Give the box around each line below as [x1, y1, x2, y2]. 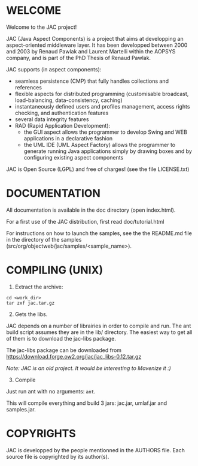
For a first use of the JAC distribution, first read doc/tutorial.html [6, 218, 165, 225]
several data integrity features [14, 115, 89, 123]
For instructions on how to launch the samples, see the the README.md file [6, 229, 193, 237]
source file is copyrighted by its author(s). [6, 453, 109, 460]
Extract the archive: [14, 283, 63, 290]
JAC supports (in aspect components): [6, 65, 102, 73]
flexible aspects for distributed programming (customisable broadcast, [14, 90, 189, 97]
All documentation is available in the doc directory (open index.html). [6, 206, 176, 214]
